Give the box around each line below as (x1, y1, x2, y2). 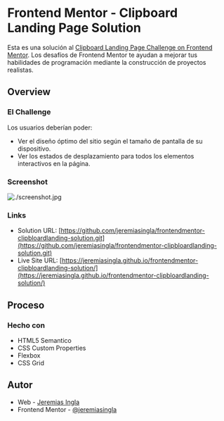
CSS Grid (17, 358, 44, 367)
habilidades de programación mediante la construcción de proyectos (7, 58, 206, 66)
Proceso (7, 299, 45, 311)
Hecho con (7, 320, 46, 330)
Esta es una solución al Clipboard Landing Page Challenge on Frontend (7, 43, 213, 51)
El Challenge (7, 107, 51, 117)
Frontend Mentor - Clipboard (7, 5, 178, 21)
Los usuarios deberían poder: (7, 123, 93, 132)
